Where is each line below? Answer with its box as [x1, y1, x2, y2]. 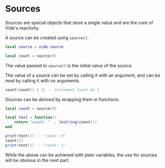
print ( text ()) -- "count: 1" [5, 142, 66, 148]
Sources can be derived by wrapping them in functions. [5, 96, 120, 102]
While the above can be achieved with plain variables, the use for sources [5, 151, 157, 158]
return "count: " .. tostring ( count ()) [14, 120, 97, 125]
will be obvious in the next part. [5, 157, 70, 163]
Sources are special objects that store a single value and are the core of [5, 20, 153, 26]
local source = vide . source [5, 44, 64, 49]
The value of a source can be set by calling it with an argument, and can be [5, 72, 160, 78]
